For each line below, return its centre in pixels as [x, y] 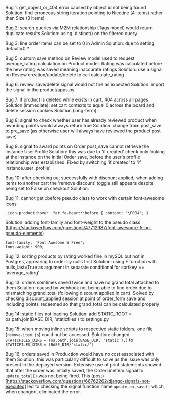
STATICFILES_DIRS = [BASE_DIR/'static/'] [50, 345]
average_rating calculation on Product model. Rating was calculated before [84, 64]
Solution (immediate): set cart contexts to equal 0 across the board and [80, 105]
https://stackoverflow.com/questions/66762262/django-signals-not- [79, 381]
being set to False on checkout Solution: [47, 188]
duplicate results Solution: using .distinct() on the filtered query [71, 33]
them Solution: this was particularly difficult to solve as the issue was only [82, 359]
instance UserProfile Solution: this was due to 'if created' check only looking [85, 152]
